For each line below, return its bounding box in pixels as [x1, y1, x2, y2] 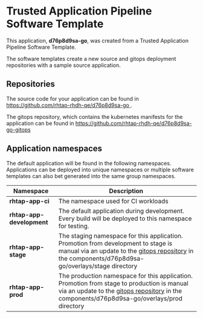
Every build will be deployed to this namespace [58, 214, 192, 223]
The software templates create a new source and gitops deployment [6, 55, 176, 62]
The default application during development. [58, 206, 184, 215]
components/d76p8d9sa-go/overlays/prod [58, 294, 183, 302]
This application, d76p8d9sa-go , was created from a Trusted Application [6, 37, 189, 44]
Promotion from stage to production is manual [58, 279, 188, 287]
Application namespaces [6, 144, 103, 154]
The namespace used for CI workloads [58, 197, 169, 205]
